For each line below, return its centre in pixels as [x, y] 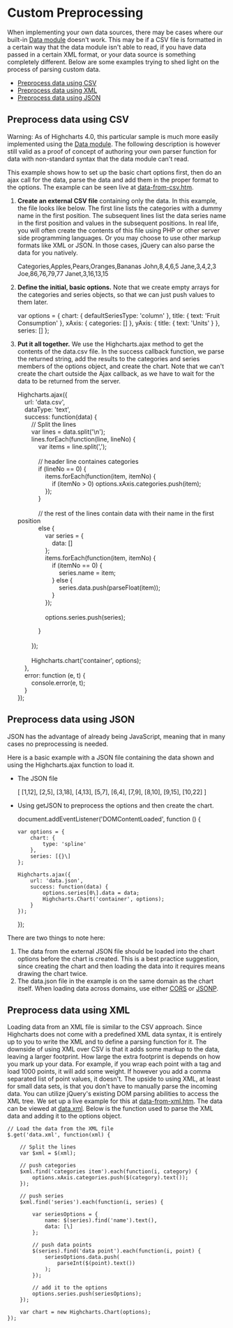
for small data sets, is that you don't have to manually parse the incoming [112, 1086]
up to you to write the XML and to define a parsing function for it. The [107, 1042]
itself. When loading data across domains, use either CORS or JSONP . [118, 988]
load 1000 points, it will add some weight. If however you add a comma [109, 1072]
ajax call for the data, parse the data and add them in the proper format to [113, 180]
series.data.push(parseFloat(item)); [110, 588]
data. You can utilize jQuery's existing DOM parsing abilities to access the [113, 1094]
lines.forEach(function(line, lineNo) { [83, 439]
